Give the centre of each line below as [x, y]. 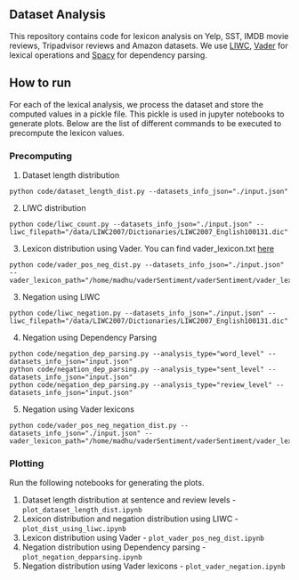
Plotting [27, 463]
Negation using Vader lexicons [78, 409]
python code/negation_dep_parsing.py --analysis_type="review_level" [141, 385]
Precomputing [41, 156]
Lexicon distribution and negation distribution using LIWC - [130, 519]
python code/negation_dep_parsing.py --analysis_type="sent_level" [137, 369]
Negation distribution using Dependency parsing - [114, 547]
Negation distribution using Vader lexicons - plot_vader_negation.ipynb [154, 566]
